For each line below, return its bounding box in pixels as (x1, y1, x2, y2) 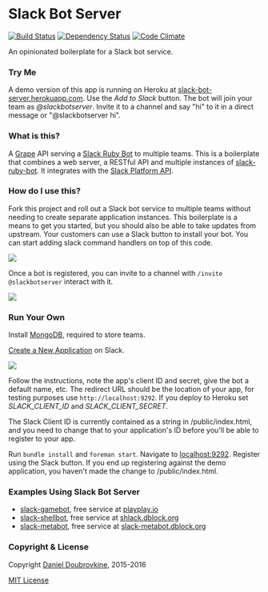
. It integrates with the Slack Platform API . (37, 166, 174, 175)
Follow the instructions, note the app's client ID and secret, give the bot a (8, 376, 250, 386)
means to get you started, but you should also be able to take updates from (8, 221, 257, 230)
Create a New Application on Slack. (8, 346, 126, 355)
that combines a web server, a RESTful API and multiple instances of (8, 157, 234, 166)
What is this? (8, 130, 60, 142)
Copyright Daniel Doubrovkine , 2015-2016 (8, 559, 146, 569)
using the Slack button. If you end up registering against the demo (8, 458, 226, 468)
